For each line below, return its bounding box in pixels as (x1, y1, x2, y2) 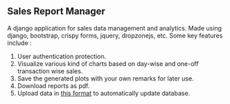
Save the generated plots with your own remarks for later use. (17, 74, 194, 83)
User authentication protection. (17, 52, 107, 60)
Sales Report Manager (7, 6, 106, 17)
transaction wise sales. (17, 67, 83, 75)
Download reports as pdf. (17, 81, 90, 89)
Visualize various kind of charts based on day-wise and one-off (17, 59, 199, 68)
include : (7, 38, 33, 47)
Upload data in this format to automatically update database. (17, 89, 191, 97)
